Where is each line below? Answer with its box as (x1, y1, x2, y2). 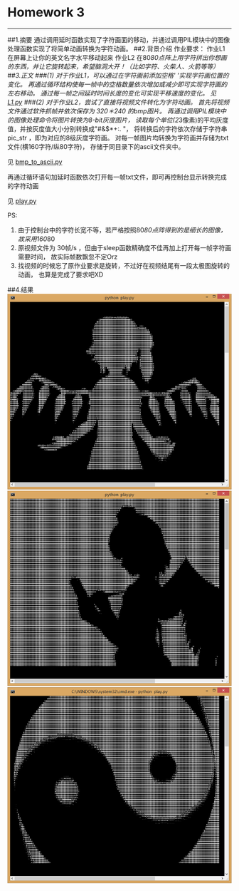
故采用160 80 (17, 235, 55, 243)
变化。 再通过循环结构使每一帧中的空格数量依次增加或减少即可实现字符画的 (7, 80, 228, 88)
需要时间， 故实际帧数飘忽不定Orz (17, 252, 118, 261)
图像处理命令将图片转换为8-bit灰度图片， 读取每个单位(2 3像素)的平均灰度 (13, 115, 229, 124)
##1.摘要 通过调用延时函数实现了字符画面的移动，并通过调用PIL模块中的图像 (7, 35, 230, 43)
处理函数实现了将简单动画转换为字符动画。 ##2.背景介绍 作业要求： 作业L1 (7, 44, 225, 53)
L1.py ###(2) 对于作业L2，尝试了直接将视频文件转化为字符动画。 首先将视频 (7, 98, 230, 106)
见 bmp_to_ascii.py (7, 158, 63, 166)
